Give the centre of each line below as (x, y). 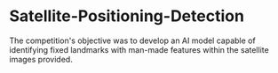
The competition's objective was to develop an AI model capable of (132, 40)
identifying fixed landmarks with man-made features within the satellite (139, 49)
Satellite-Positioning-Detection (127, 16)
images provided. (41, 59)
